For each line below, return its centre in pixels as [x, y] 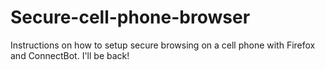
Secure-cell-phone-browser [130, 17]
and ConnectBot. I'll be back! [70, 55]
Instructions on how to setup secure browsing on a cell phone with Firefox [163, 45]
